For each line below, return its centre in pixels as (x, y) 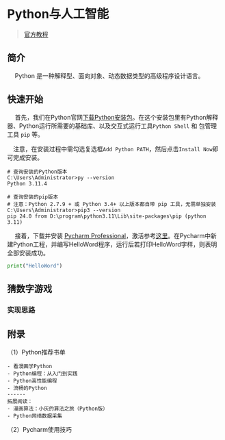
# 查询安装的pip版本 (33, 197)
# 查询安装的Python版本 (37, 172)
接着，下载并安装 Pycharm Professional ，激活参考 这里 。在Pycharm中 (113, 235)
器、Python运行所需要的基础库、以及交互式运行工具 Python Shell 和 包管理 (112, 126)
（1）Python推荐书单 (37, 352)
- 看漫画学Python (30, 366)
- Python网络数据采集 (35, 416)
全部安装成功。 (28, 253)
